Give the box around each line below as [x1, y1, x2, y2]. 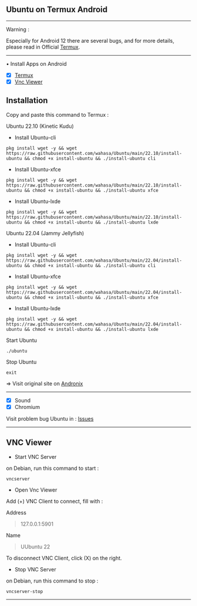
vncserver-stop [6, 588, 43, 594]
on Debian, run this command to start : [6, 465, 99, 472]
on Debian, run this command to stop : [6, 577, 98, 584]
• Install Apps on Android [6, 60, 67, 67]
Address [6, 509, 26, 516]
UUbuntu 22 [20, 543, 50, 550]
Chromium [14, 403, 40, 410]
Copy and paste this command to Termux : [6, 111, 109, 118]
